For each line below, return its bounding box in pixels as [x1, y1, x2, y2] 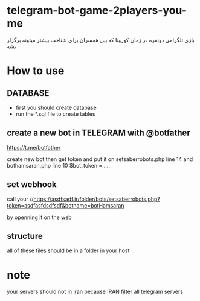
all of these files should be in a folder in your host [7, 247, 130, 254]
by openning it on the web [7, 214, 72, 221]
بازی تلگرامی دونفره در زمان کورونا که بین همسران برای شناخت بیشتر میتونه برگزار [7, 36, 195, 43]
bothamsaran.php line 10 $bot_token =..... [7, 162, 111, 169]
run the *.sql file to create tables [15, 110, 95, 118]
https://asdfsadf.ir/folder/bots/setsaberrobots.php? [33, 195, 161, 203]
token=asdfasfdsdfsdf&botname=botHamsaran [7, 201, 124, 209]
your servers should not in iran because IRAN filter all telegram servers [7, 288, 184, 296]
